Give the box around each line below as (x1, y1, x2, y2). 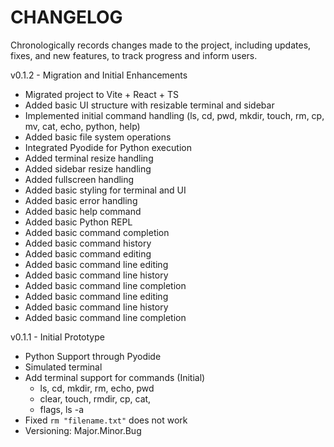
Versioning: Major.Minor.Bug (24, 424, 142, 436)
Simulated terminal (24, 361, 103, 373)
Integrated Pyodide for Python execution (24, 141, 192, 153)
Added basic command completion (24, 226, 170, 238)
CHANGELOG (10, 6, 123, 29)
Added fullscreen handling (24, 173, 135, 185)
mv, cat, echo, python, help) (24, 120, 141, 132)
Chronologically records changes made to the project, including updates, (10, 39, 312, 51)
